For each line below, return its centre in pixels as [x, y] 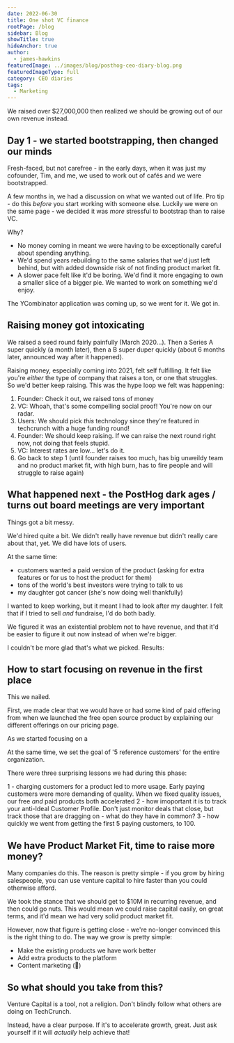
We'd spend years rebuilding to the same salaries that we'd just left [114, 260]
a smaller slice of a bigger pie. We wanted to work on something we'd [117, 282]
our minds [30, 151]
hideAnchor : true [32, 46]
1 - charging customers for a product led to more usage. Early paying [106, 787]
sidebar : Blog [28, 33]
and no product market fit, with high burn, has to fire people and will [115, 465]
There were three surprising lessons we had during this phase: [97, 773]
